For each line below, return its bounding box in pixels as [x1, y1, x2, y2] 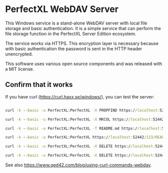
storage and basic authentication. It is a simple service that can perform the [5, 25, 161, 31]
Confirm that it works [5, 80, 73, 89]
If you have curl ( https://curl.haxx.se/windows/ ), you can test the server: [5, 93, 154, 99]
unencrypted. [5, 51, 33, 57]
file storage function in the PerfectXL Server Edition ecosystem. [5, 30, 136, 36]
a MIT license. [5, 66, 34, 72]
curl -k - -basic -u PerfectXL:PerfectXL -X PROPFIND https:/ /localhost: [5, 107, 160, 113]
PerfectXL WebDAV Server [5, 3, 119, 15]
